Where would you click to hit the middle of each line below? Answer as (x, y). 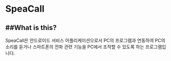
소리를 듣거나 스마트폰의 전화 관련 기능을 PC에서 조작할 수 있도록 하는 (75, 47)
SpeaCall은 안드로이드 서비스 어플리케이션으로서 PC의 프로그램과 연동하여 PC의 (85, 40)
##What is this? (31, 28)
